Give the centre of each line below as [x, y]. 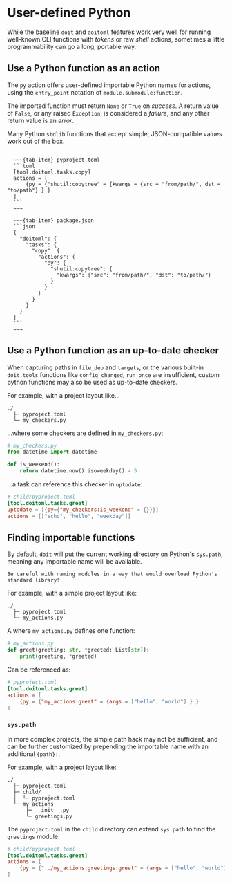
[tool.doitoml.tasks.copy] [52, 172]
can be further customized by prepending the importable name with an [108, 746]
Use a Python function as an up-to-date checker [113, 351]
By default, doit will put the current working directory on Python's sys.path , [115, 554]
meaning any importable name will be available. [75, 562]
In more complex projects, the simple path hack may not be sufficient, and [113, 739]
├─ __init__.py [47, 810]
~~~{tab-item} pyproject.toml [57, 160]
